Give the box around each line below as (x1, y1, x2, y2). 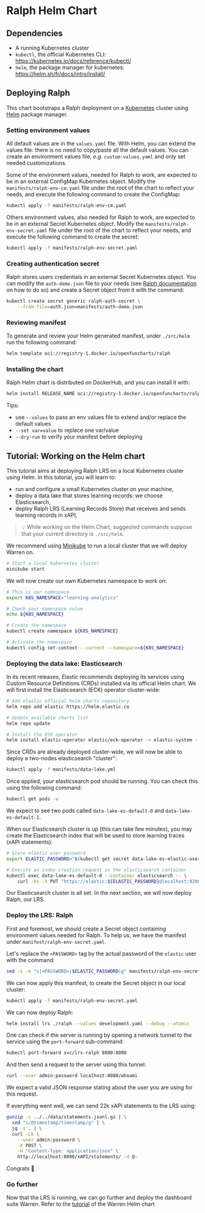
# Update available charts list (6, 714, 88, 721)
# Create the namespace (6, 622, 67, 629)
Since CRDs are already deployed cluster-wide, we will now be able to (6, 748, 182, 755)
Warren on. (6, 549, 35, 556)
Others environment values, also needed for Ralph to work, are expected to (6, 213, 195, 221)
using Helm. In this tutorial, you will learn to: (6, 473, 117, 481)
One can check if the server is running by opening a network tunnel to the (6, 1031, 192, 1039)
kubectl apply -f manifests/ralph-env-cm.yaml (6, 202, 127, 209)
